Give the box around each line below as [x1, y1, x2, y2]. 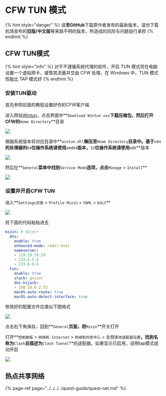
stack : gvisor [14, 276, 43, 281]
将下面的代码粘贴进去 [5, 220, 49, 226]
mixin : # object [5, 230, 39, 235]
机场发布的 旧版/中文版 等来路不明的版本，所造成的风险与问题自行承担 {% [5, 28, 154, 34]
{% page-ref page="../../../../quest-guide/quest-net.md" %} [5, 386, 126, 392]
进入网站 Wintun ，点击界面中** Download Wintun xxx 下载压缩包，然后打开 [5, 112, 154, 118]
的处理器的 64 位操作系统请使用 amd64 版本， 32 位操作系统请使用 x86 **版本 [5, 145, 150, 151]
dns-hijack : [14, 280, 39, 285]
